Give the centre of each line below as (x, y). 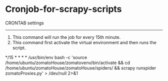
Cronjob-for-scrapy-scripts (63, 9)
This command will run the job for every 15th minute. (66, 37)
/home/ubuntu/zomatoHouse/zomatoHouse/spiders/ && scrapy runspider (81, 68)
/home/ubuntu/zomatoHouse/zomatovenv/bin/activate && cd (67, 63)
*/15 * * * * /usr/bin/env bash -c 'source (46, 57)
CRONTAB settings (24, 23)
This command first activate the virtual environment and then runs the (84, 42)
